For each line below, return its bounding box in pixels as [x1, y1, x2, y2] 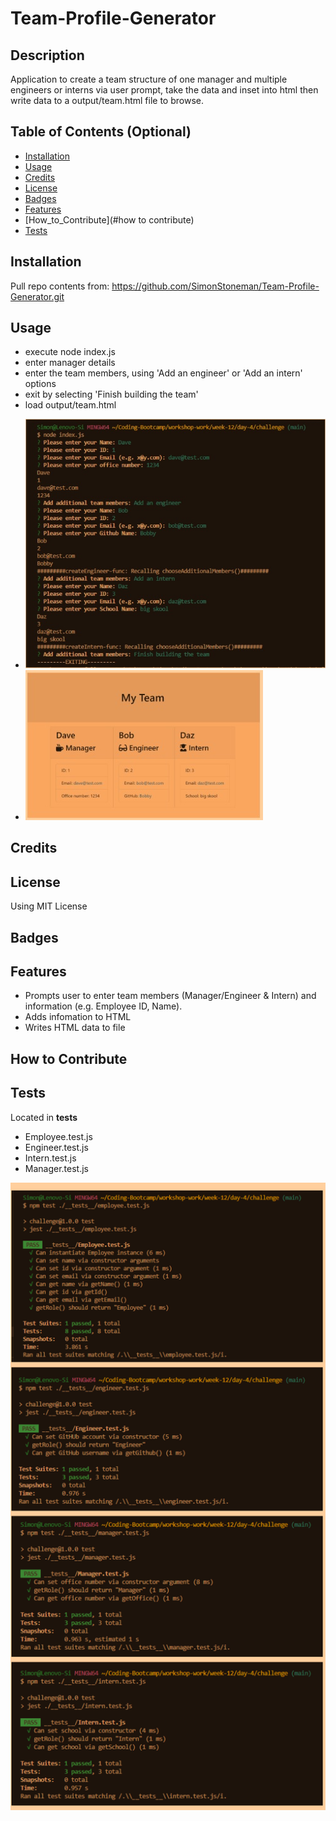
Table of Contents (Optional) [10, 123, 192, 141]
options [24, 378, 57, 390]
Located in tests [10, 1111, 78, 1123]
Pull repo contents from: [10, 280, 110, 292]
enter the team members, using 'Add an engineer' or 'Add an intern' [24, 367, 303, 379]
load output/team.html [24, 399, 117, 411]
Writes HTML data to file [24, 1022, 126, 1034]
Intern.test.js [24, 1152, 77, 1164]
